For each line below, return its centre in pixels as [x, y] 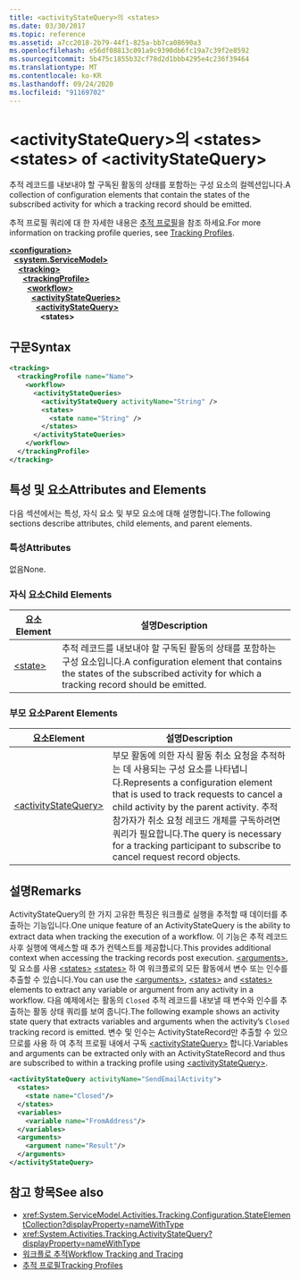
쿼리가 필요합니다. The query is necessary [197, 834]
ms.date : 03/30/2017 [48, 26]
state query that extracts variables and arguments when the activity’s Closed [150, 1021]
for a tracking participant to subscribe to [196, 846]
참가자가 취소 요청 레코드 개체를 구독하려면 [196, 821]
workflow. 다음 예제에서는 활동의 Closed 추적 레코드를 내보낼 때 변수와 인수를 [144, 1000]
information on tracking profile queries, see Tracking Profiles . [122, 233]
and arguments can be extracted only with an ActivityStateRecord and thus [147, 1054]
